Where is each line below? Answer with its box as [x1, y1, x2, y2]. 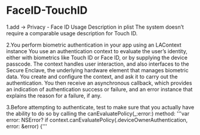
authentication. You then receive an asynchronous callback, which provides [6, 79, 192, 87]
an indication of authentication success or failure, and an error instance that [6, 85, 193, 93]
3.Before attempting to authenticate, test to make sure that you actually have [6, 103, 195, 111]
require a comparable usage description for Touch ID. [6, 29, 138, 36]
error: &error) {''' [6, 122, 48, 130]
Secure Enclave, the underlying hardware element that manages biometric [6, 66, 189, 73]
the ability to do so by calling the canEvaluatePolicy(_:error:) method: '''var [6, 110, 190, 117]
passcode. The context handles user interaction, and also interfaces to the [6, 60, 189, 67]
